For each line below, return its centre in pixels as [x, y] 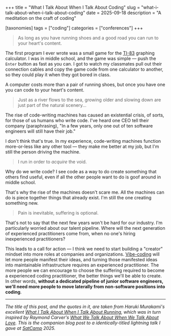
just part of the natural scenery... [52, 105]
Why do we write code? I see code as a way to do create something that [81, 172]
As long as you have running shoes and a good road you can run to [88, 38]
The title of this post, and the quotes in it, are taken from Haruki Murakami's [85, 307]
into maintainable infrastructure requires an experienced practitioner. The [82, 265]
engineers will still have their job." [40, 131]
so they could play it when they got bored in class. [58, 75]
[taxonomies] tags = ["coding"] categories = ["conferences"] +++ [74, 28]
